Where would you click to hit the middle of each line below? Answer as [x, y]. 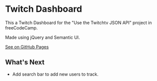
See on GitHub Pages [27, 47]
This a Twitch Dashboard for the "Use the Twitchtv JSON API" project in [78, 23]
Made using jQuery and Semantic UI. [43, 37]
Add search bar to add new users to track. [55, 74]
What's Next [25, 62]
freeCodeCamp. [22, 27]
